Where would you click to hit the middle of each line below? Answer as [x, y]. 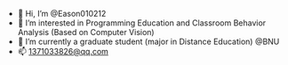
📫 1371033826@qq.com [63, 51]
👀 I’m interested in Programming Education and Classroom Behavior [142, 23]
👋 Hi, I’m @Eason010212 [62, 14]
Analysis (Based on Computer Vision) [86, 32]
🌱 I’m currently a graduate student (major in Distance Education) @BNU [148, 41]
